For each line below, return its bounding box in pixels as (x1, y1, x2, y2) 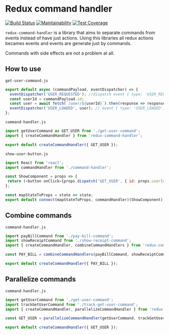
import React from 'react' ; (5, 160, 64, 165)
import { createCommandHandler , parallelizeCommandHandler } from (5, 307, 147, 312)
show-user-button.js (5, 151, 49, 157)
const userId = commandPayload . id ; (10, 97, 84, 102)
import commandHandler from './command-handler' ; (5, 165, 112, 170)
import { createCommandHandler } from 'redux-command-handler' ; (5, 133, 143, 138)
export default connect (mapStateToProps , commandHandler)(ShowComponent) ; (5, 197, 165, 202)
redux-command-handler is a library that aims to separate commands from (5, 29, 156, 35)
